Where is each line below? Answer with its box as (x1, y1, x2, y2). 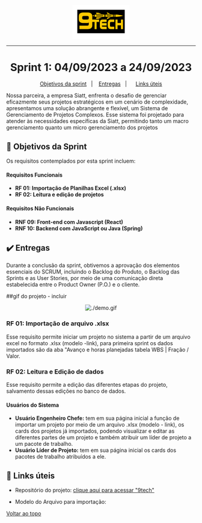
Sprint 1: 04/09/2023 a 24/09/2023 (10, 60, 192, 74)
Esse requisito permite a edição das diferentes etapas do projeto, (6, 381, 168, 389)
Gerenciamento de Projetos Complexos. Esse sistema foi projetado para (6, 111, 185, 119)
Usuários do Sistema (6, 401, 59, 409)
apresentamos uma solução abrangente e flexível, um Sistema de (6, 105, 168, 112)
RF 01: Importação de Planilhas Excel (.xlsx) (14, 184, 126, 192)
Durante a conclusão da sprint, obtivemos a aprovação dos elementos (6, 261, 180, 269)
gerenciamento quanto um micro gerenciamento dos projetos (6, 124, 158, 131)
